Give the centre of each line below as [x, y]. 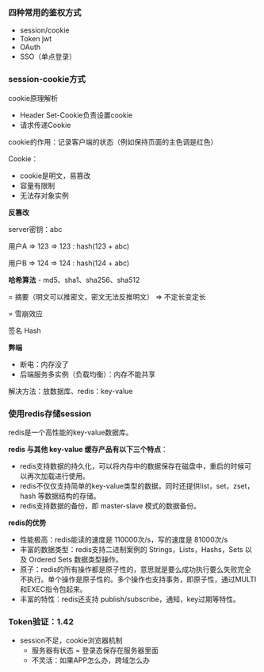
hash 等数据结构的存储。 [60, 496]
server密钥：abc [35, 229]
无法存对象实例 [44, 195]
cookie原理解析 [33, 98]
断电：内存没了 [44, 364]
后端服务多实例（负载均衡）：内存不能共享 [88, 374]
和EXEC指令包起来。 [53, 589]
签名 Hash [25, 330]
